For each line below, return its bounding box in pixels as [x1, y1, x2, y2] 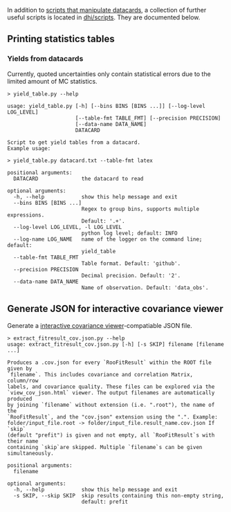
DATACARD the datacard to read [13, 175, 144, 182]
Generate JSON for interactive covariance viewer [7, 303, 223, 315]
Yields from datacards [7, 54, 84, 64]
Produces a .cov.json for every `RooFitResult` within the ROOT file [7, 359, 212, 366]
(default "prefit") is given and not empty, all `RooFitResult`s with [7, 432, 215, 439]
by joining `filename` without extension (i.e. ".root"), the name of [7, 401, 215, 408]
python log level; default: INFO [81, 230, 178, 237]
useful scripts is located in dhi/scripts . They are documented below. [7, 13, 201, 21]
